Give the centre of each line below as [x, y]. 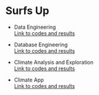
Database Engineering [41, 45]
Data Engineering [35, 27]
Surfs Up [27, 11]
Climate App [29, 80]
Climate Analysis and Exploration [54, 62]
